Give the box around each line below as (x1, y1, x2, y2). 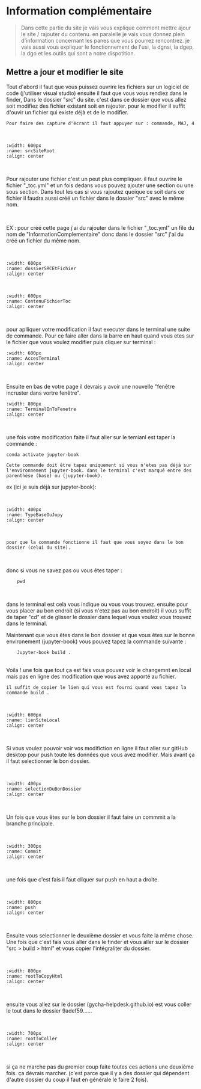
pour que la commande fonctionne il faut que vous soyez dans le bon (6, 539, 184, 545)
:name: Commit (6, 848, 42, 854)
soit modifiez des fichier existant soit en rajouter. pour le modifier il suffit (6, 102, 185, 110)
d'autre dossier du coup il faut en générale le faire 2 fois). (6, 1076, 149, 1083)
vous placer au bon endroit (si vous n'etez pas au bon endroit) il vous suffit (6, 606, 191, 614)
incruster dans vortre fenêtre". (6, 389, 81, 396)
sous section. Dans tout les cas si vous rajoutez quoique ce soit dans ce (6, 188, 185, 195)
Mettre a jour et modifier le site (6, 67, 124, 78)
